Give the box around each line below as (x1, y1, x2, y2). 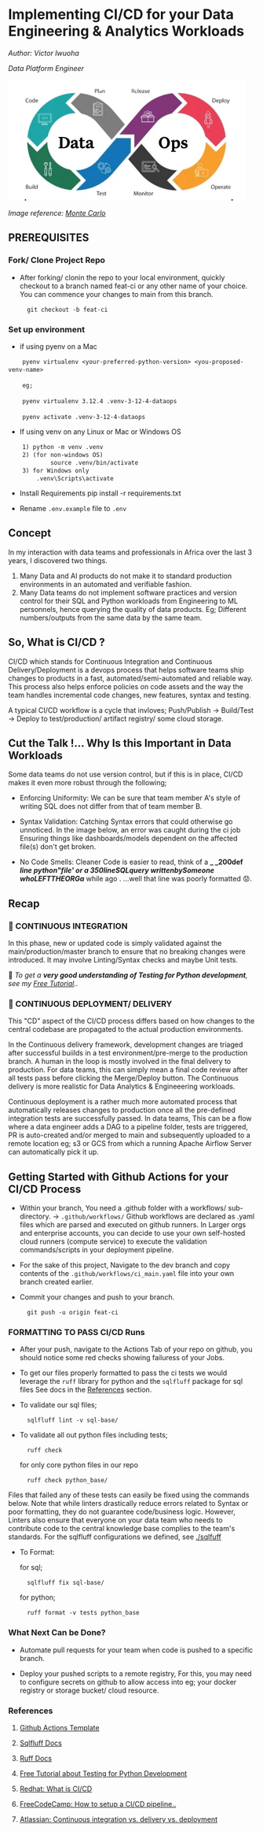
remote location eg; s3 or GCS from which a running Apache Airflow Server (8, 1139, 253, 1148)
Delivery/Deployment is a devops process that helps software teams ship (8, 665, 245, 674)
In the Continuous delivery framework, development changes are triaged (8, 1040, 243, 1049)
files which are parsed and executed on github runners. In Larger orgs (19, 1220, 247, 1229)
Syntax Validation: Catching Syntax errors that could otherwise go (19, 817, 233, 826)
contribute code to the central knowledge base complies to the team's (8, 1524, 236, 1533)
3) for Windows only (22, 466, 89, 474)
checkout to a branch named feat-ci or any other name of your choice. (19, 281, 248, 291)
